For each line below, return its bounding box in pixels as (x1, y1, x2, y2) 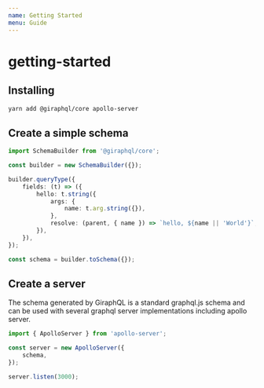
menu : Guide (8, 19, 47, 27)
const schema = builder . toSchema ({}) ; (8, 255, 135, 263)
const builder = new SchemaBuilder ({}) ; (8, 162, 143, 170)
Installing (8, 84, 55, 97)
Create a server (8, 276, 86, 291)
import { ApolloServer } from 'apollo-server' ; (8, 330, 167, 338)
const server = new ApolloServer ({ (8, 344, 125, 352)
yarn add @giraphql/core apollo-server (8, 104, 139, 112)
